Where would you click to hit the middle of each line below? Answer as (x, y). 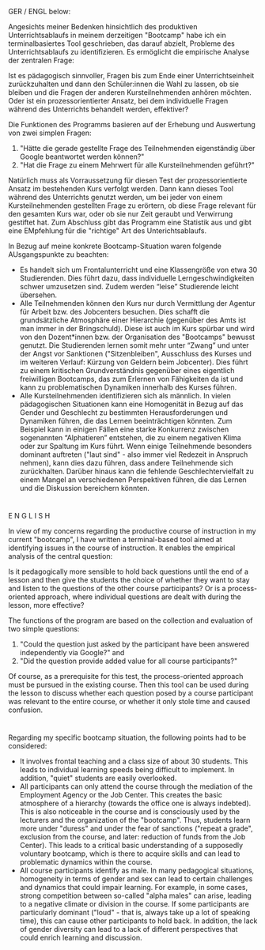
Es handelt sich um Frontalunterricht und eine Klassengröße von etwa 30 (138, 270)
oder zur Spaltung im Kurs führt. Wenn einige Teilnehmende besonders (136, 446)
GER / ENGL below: (40, 11)
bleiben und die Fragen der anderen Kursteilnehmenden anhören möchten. (130, 92)
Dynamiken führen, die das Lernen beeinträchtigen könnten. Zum (126, 421)
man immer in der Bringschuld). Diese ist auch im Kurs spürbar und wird (137, 328)
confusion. (26, 710)
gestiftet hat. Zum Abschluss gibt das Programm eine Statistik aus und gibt (130, 222)
